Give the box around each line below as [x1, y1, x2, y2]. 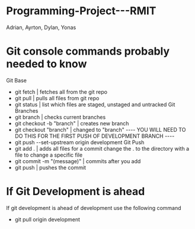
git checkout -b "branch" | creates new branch [14, 120, 129, 127]
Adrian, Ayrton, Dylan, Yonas [6, 24, 76, 31]
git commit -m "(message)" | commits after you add [14, 157, 141, 164]
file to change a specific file [14, 151, 83, 158]
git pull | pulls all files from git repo [14, 94, 100, 101]
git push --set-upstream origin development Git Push [14, 138, 145, 146]
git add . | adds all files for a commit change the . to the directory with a [14, 145, 190, 152]
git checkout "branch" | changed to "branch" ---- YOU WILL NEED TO [14, 126, 186, 133]
